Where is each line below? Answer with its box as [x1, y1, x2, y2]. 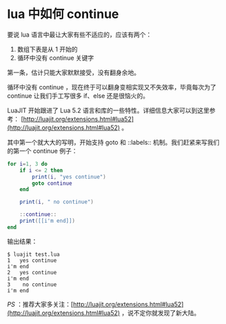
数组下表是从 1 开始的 [17, 45, 78, 53]
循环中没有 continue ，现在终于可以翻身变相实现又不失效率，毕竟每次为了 [7, 83, 217, 91]
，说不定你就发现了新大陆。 [121, 308, 201, 317]
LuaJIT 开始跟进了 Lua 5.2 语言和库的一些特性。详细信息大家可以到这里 [7, 106, 210, 114]
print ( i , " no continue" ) [19, 199, 94, 205]
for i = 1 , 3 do [7, 160, 48, 168]
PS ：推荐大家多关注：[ [7, 300, 74, 308]
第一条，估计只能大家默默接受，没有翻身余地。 [7, 68, 140, 77]
